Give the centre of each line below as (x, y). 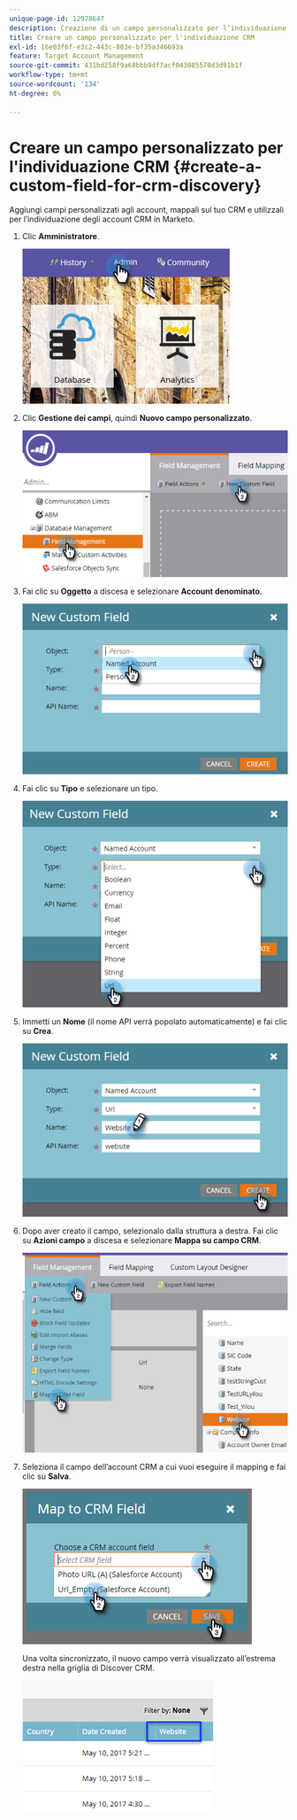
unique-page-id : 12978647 (57, 19)
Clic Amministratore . (61, 237)
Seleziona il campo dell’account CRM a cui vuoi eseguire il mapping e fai (154, 1467)
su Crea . (38, 1031)
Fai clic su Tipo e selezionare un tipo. (90, 788)
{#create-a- (217, 166)
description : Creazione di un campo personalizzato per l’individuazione (148, 28)
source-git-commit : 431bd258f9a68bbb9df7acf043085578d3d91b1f (126, 66)
